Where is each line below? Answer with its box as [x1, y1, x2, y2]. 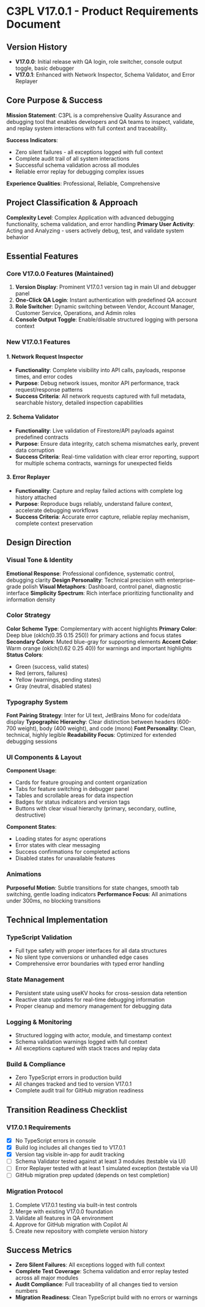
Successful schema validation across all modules [15, 161, 140, 169]
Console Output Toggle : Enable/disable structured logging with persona [15, 316, 198, 323]
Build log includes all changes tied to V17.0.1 [15, 1144, 125, 1151]
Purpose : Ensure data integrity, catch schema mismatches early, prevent [15, 440, 199, 447]
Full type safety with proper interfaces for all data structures [15, 947, 167, 955]
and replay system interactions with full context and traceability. [6, 124, 168, 132]
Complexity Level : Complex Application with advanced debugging [6, 213, 174, 221]
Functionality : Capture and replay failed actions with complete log [15, 487, 183, 494]
